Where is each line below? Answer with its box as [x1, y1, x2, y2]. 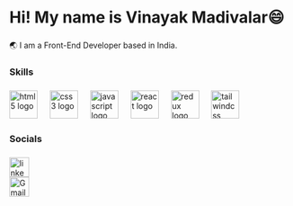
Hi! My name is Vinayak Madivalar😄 [9, 7, 285, 28]
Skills [9, 66, 34, 78]
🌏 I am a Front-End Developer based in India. [9, 40, 178, 51]
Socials [9, 132, 42, 145]
